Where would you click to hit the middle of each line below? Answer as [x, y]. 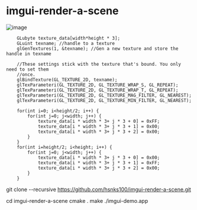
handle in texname [29, 54]
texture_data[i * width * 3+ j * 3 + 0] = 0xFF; [99, 121]
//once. [26, 74]
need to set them [28, 69]
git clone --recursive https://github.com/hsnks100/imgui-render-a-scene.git [98, 189]
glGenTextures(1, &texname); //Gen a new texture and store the [98, 49]
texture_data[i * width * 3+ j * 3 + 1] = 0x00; [99, 126]
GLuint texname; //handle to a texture [66, 43]
